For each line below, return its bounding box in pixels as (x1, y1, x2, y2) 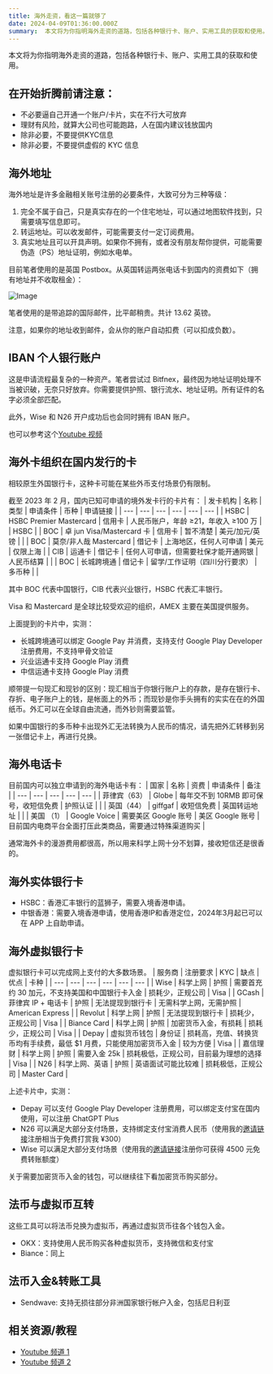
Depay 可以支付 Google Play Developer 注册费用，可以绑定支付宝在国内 (19, 1103, 260, 1114)
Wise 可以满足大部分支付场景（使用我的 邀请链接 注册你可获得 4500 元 (19, 1144, 253, 1154)
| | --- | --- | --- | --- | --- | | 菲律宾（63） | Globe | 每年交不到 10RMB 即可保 (8, 790, 264, 801)
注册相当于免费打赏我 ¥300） (27, 1134, 126, 1144)
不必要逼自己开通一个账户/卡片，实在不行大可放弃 (19, 110, 187, 120)
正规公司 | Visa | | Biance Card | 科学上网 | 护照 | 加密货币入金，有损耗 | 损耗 (8, 1018, 263, 1028)
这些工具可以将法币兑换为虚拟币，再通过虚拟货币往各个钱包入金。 (8, 1220, 229, 1230)
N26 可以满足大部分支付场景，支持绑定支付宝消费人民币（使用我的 (19, 1124, 244, 1134)
